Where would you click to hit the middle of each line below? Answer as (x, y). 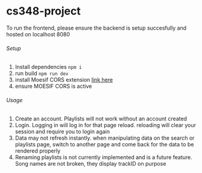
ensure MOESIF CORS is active (53, 86)
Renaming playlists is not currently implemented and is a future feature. (104, 157)
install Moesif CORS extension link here (64, 80)
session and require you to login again (62, 132)
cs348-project (44, 11)
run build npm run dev (42, 73)
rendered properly (38, 151)
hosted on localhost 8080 (38, 34)
